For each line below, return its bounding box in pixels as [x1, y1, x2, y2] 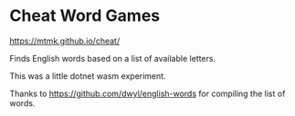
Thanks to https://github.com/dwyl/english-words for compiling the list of [9, 88, 286, 99]
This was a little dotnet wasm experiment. [9, 70, 166, 82]
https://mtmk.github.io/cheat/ [9, 35, 121, 46]
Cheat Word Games [9, 5, 161, 26]
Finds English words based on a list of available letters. [9, 53, 216, 63]
